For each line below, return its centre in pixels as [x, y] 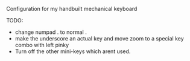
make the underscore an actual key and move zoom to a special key [99, 38]
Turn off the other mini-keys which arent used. [73, 51]
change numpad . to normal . [51, 32]
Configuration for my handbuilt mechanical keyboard [72, 9]
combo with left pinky [42, 45]
